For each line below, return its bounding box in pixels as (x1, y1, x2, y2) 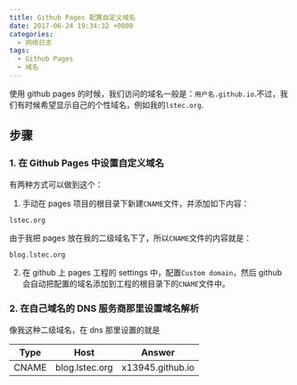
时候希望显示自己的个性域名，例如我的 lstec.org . (24, 99, 204, 110)
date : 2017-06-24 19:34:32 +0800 (9, 21, 134, 30)
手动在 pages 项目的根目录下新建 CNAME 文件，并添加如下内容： (21, 198, 250, 209)
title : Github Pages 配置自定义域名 (9, 12, 136, 22)
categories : (9, 29, 54, 38)
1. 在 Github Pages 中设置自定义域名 (9, 157, 165, 169)
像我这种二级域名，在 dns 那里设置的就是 (9, 324, 161, 335)
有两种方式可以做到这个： (9, 179, 103, 190)
